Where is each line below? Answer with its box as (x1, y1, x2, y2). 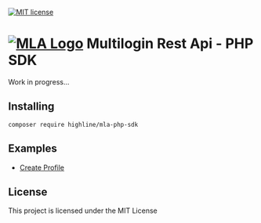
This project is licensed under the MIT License (8, 206, 158, 215)
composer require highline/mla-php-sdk (8, 120, 139, 128)
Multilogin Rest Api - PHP (85, 35, 254, 52)
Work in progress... (8, 77, 70, 86)
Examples (8, 142, 57, 156)
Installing (8, 100, 55, 113)
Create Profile (19, 163, 65, 172)
